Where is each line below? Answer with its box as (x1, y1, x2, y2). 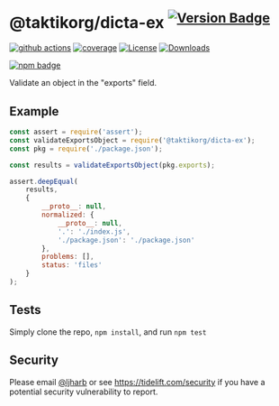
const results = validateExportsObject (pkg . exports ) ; (9, 161, 216, 170)
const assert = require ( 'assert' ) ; (9, 127, 143, 137)
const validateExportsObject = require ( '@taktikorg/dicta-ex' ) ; (9, 135, 256, 144)
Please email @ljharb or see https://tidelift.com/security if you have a (9, 376, 265, 387)
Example (9, 104, 59, 119)
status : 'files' (41, 261, 103, 270)
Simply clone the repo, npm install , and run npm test (9, 326, 207, 337)
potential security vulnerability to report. (9, 386, 158, 397)
